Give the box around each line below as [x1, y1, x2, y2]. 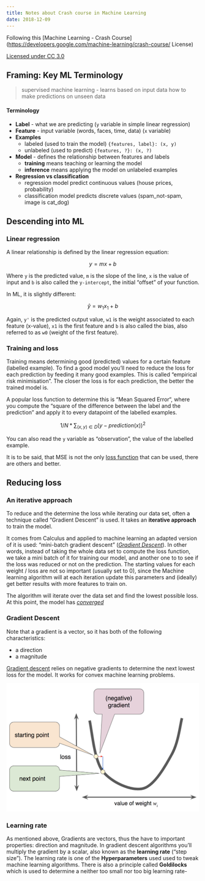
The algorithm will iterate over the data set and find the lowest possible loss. [6, 592, 199, 599]
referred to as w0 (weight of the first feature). [6, 329, 119, 336]
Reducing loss [6, 478, 62, 488]
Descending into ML [6, 216, 84, 227]
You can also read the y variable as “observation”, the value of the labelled [6, 435, 194, 442]
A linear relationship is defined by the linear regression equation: [6, 249, 170, 256]
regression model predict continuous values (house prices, [24, 179, 173, 186]
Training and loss [6, 343, 59, 352]
